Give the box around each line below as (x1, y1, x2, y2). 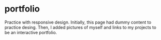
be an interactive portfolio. (4, 29, 57, 35)
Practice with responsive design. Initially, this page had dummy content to (4, 19, 152, 25)
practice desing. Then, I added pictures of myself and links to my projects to (4, 24, 157, 30)
